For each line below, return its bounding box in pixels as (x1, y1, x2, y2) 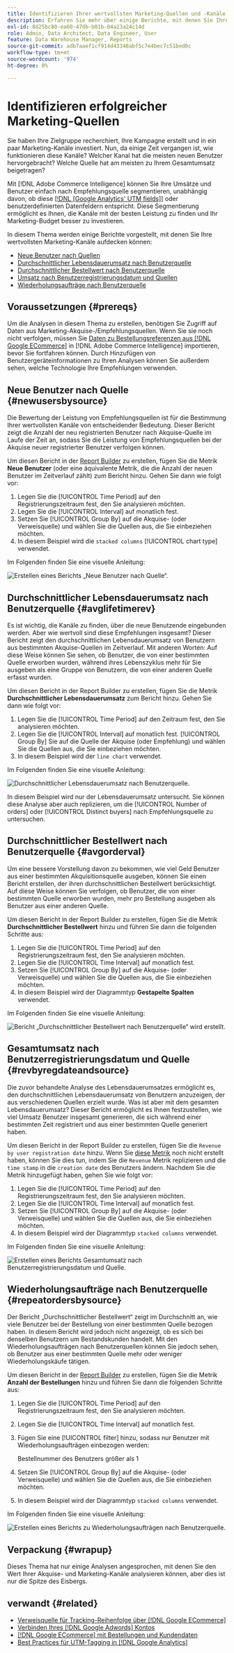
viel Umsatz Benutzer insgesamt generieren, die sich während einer (7, 1113, 202, 1121)
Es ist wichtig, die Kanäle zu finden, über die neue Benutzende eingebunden (7, 621, 226, 629)
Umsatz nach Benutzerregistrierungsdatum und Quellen (17, 273, 178, 281)
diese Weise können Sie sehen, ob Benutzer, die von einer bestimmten (7, 651, 210, 659)
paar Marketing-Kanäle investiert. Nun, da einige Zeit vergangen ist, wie (7, 144, 214, 152)
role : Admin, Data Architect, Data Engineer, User (7, 29, 157, 37)
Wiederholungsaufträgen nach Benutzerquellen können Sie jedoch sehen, (7, 1342, 219, 1351)
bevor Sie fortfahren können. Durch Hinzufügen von (7, 349, 156, 357)
